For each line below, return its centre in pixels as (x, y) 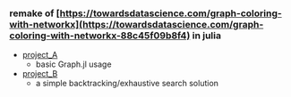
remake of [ (35, 13)
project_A (40, 55)
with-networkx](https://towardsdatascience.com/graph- (137, 24)
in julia (207, 36)
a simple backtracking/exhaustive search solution (127, 84)
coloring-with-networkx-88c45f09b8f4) (100, 36)
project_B (40, 74)
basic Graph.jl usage (73, 64)
